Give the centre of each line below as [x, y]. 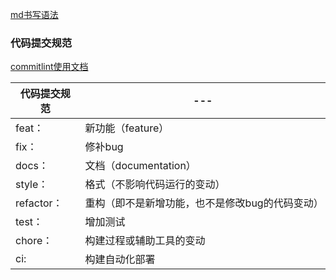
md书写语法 [34, 14]
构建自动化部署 [120, 260]
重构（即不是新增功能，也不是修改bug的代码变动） [204, 203]
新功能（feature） [127, 128]
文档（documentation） [140, 166]
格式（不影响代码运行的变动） [155, 185]
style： [32, 185]
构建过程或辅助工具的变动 [145, 241]
